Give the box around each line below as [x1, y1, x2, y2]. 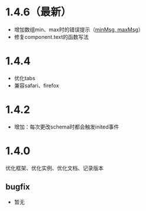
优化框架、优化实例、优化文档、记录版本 [5, 164, 104, 172]
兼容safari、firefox [14, 82, 59, 89]
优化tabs [14, 74, 36, 81]
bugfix [5, 182, 30, 192]
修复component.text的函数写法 [14, 33, 89, 40]
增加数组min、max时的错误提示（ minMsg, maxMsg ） [14, 26, 144, 33]
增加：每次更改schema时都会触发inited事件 [14, 123, 119, 130]
